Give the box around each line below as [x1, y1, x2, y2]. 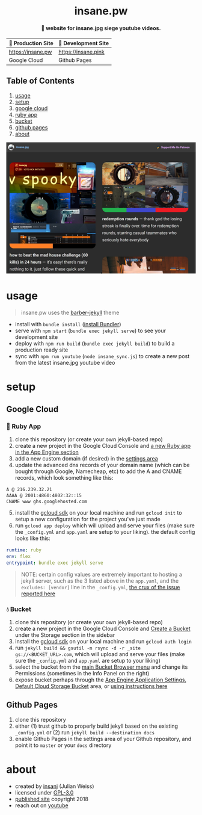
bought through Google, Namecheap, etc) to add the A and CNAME [14, 468, 182, 475]
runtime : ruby [6, 547, 42, 553]
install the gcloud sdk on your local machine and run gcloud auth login [14, 637, 192, 645]
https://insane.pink [58, 48, 105, 55]
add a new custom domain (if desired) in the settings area [14, 454, 158, 462]
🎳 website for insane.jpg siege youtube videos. [41, 24, 161, 31]
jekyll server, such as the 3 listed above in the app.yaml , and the [20, 577, 179, 584]
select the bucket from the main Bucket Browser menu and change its [14, 663, 188, 671]
